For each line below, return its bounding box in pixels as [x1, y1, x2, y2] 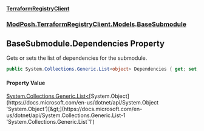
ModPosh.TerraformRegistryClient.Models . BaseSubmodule [6, 20, 187, 28]
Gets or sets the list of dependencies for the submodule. [6, 54, 148, 62]
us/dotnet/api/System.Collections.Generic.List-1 [6, 112, 126, 119]
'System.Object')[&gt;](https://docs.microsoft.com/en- [6, 106, 143, 113]
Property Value [6, 79, 46, 86]
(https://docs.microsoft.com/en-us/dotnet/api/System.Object [6, 99, 159, 106]
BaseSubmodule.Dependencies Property [6, 38, 165, 48]
